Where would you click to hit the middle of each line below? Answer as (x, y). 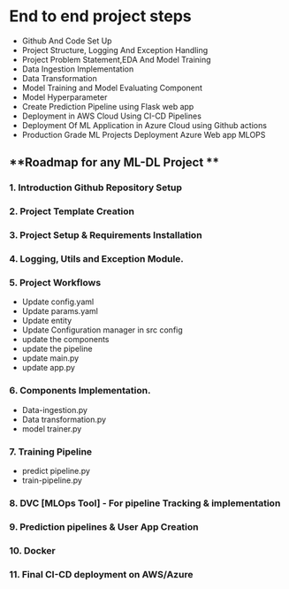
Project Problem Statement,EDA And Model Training (116, 59)
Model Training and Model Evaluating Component (112, 88)
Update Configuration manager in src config (102, 330)
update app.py (48, 368)
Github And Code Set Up (67, 41)
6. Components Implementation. (80, 391)
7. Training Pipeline (51, 451)
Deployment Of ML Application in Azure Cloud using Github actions (144, 125)
